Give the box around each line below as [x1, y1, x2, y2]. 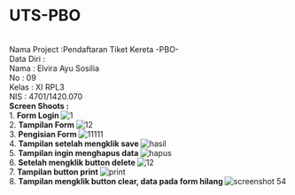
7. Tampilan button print [9, 166, 99, 177]
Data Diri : [9, 53, 46, 64]
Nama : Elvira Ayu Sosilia [9, 63, 100, 74]
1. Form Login [9, 110, 59, 121]
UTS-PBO [9, 5, 82, 26]
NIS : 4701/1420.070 [9, 90, 83, 102]
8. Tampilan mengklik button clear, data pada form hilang [9, 175, 223, 186]
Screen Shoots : [9, 100, 69, 111]
